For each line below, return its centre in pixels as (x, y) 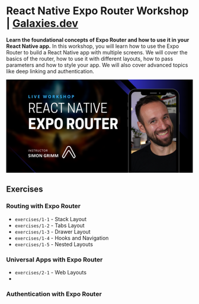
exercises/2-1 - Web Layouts (51, 272)
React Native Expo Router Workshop (97, 11)
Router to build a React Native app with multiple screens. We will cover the (97, 52)
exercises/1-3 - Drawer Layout (52, 231)
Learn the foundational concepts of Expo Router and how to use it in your (98, 40)
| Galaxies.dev (42, 23)
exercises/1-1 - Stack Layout (51, 219)
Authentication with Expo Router (54, 294)
